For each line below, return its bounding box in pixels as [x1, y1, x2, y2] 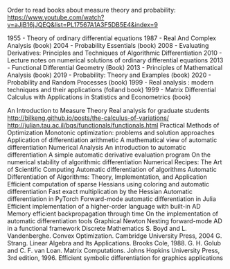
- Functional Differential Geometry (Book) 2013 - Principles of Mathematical [7, 64, 223, 71]
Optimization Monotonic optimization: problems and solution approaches [7, 128, 215, 137]
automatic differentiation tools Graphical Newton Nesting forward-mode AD [7, 217, 223, 225]
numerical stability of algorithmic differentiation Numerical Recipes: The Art [7, 158, 222, 166]
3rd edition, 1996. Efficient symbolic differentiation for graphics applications [7, 254, 224, 262]
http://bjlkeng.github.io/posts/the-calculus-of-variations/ [7, 114, 170, 122]
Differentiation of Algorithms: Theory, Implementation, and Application [7, 173, 208, 181]
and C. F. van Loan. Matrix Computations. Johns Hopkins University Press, [7, 246, 220, 254]
